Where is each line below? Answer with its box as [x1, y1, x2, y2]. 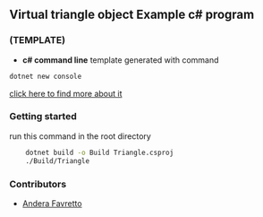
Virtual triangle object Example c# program [9, 7, 255, 22]
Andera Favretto [21, 197, 82, 209]
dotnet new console [9, 72, 82, 81]
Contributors [9, 178, 67, 190]
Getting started [9, 110, 78, 123]
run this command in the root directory [9, 130, 152, 142]
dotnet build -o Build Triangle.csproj [25, 148, 174, 157]
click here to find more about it [9, 88, 123, 99]
